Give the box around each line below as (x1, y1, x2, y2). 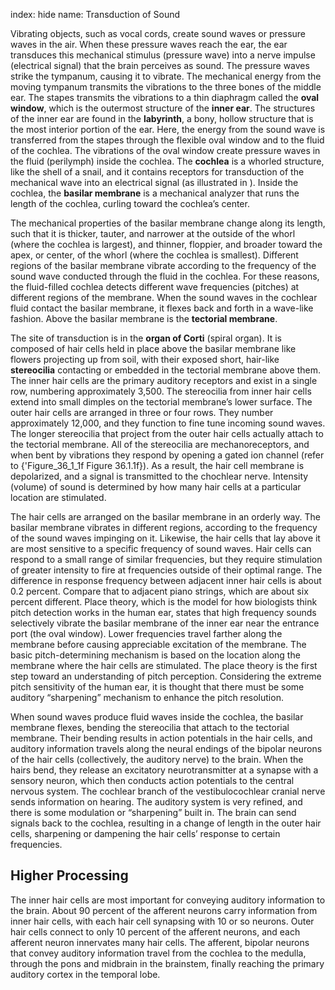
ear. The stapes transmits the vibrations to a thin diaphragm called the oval (10, 92, 320, 103)
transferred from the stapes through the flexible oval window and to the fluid (10, 134, 325, 146)
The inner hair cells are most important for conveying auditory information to (10, 894, 326, 906)
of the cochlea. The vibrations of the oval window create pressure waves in (10, 145, 321, 156)
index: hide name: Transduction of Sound (10, 9, 181, 20)
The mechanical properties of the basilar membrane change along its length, (10, 217, 326, 229)
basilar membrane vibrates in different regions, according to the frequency (10, 522, 318, 533)
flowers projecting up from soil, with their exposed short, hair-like (10, 354, 280, 365)
